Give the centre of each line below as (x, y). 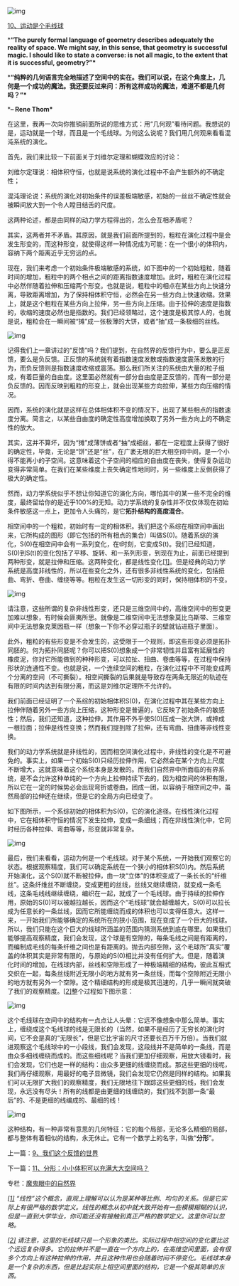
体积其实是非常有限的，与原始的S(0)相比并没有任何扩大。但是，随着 (119, 956)
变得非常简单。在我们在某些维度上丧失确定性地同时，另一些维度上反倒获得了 (119, 469)
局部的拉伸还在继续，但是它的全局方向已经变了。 (85, 796)
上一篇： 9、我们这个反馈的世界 (53, 1153)
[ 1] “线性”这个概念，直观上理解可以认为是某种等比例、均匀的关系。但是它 (114, 1198)
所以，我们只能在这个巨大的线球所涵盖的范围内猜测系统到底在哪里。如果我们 (119, 929)
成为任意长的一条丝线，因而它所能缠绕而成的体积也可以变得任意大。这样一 (116, 911)
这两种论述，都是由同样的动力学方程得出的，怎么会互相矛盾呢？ (100, 220)
